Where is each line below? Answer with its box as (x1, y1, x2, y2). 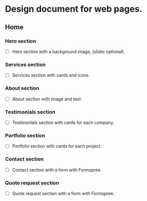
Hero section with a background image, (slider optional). (12, 48, 125, 54)
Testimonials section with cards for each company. (12, 119, 114, 125)
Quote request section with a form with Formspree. (12, 191, 115, 197)
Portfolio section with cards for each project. (12, 143, 102, 149)
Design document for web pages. (5, 3, 143, 15)
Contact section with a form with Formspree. (12, 167, 102, 173)
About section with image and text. (12, 96, 82, 102)
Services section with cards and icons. (12, 72, 90, 78)
